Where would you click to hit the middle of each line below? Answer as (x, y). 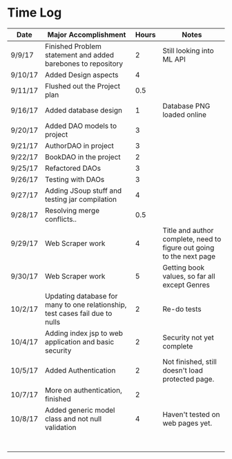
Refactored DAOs (73, 168)
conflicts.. (61, 219)
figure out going (188, 247)
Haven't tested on (191, 414)
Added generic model (80, 410)
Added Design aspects (81, 75)
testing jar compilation (81, 199)
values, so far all (188, 276)
